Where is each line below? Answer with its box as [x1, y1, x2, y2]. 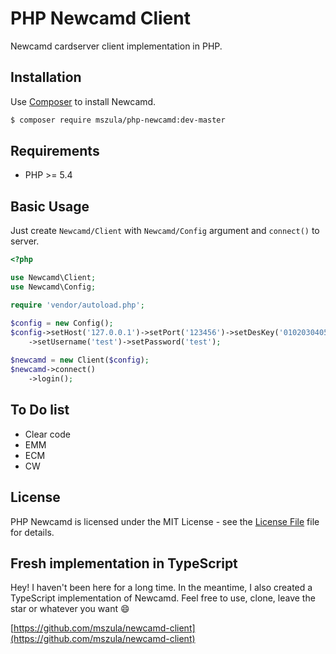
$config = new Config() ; [10, 318, 114, 328]
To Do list [10, 402, 70, 419]
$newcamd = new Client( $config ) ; [10, 355, 150, 366]
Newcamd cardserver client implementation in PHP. [10, 40, 223, 52]
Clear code [24, 428, 71, 440]
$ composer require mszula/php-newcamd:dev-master [10, 115, 226, 125]
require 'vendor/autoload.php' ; [10, 300, 145, 310]
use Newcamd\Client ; [10, 273, 97, 283]
